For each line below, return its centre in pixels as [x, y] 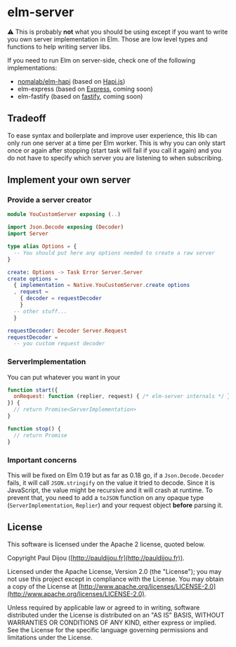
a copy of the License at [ [44, 586]
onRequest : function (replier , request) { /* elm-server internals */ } [122, 397]
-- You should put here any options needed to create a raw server [114, 253]
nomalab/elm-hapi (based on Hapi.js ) [71, 81]
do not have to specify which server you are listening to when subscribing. [115, 158]
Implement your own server [69, 180]
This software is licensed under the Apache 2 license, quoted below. [106, 544]
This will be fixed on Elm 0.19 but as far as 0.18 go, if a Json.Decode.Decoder [116, 475]
